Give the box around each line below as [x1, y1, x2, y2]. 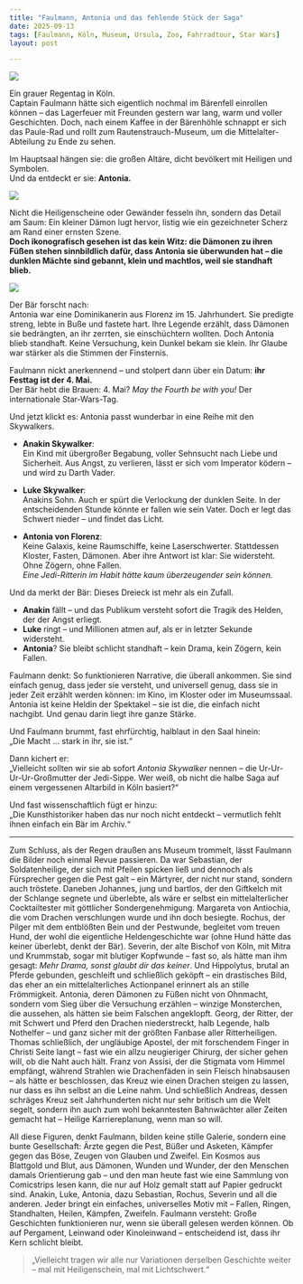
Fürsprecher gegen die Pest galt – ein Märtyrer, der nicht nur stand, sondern [9, 873, 293, 884]
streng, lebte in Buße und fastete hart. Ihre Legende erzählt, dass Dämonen [9, 318, 289, 330]
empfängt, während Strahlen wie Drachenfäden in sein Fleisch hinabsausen [9, 1066, 290, 1077]
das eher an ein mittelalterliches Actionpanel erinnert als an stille [9, 979, 250, 990]
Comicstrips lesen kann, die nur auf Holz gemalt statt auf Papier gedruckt [9, 1179, 282, 1190]
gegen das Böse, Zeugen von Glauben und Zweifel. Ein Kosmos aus [9, 1150, 261, 1162]
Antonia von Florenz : [22, 531, 103, 543]
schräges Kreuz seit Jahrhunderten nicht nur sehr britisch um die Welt [9, 1095, 271, 1106]
